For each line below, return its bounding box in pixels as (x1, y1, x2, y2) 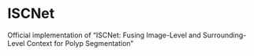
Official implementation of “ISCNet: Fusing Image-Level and (7, 30, 202, 40)
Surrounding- (203, 30, 247, 40)
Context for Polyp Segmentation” (26, 38, 134, 47)
